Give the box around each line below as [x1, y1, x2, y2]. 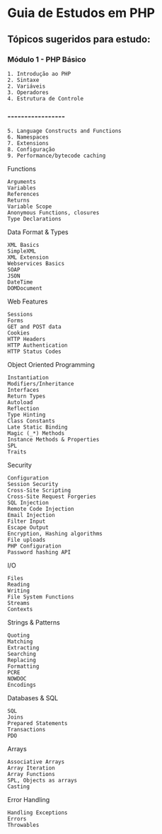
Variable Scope [7, 203, 52, 210]
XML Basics [7, 242, 40, 249]
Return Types [7, 393, 46, 400]
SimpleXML [7, 248, 37, 255]
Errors [7, 816, 27, 823]
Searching [7, 651, 37, 658]
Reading [7, 581, 30, 589]
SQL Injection [7, 499, 50, 506]
